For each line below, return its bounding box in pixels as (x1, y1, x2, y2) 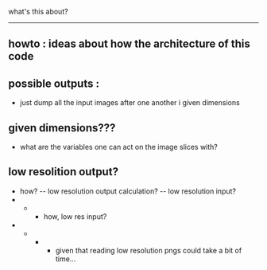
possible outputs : (8, 76, 99, 90)
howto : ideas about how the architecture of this (8, 37, 250, 51)
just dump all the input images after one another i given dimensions (19, 98, 240, 108)
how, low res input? (43, 211, 107, 221)
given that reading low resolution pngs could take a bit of (55, 245, 242, 255)
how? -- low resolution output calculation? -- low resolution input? (19, 186, 237, 196)
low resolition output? (8, 165, 119, 178)
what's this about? (8, 7, 69, 16)
